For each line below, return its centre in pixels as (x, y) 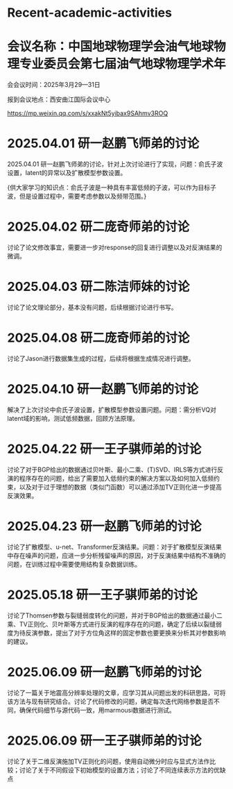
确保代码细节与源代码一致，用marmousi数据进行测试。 (97, 710)
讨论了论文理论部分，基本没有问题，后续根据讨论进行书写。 (92, 307)
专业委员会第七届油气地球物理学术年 (123, 64)
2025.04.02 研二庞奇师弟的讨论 (98, 227)
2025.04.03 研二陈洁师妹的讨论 (98, 287)
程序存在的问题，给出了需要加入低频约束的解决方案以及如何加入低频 (116, 478)
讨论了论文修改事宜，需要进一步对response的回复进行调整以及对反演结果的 (115, 247)
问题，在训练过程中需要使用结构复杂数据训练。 (74, 564)
